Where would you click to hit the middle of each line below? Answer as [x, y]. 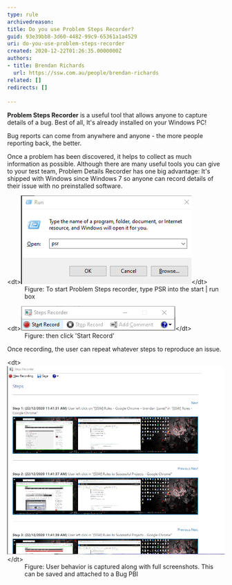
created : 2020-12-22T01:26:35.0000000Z [65, 51]
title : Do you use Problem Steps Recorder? [71, 29]
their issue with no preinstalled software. [65, 186]
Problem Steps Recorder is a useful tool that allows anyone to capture [107, 115]
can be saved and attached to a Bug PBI [81, 574]
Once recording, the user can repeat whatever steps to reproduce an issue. [114, 349]
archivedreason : [30, 22]
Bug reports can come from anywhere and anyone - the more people [105, 136]
